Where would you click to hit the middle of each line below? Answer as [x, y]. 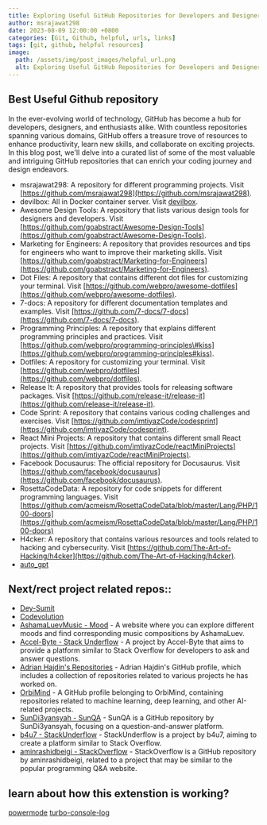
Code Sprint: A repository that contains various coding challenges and [135, 412]
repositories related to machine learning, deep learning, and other [128, 701]
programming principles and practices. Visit [91, 336]
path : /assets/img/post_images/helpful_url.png [96, 60]
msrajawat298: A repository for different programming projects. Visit [132, 184]
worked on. [38, 684]
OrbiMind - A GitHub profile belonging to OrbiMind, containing [122, 692]
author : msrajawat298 [44, 23]
